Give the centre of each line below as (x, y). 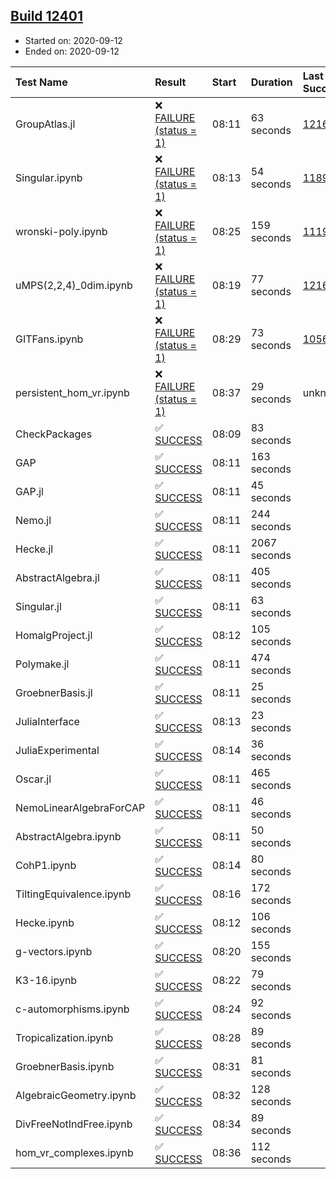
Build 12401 (46, 16)
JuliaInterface (47, 721)
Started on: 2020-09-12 (73, 40)
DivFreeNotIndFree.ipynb (74, 1124)
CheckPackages (54, 434)
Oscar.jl (33, 779)
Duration (271, 82)
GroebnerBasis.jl (54, 692)
